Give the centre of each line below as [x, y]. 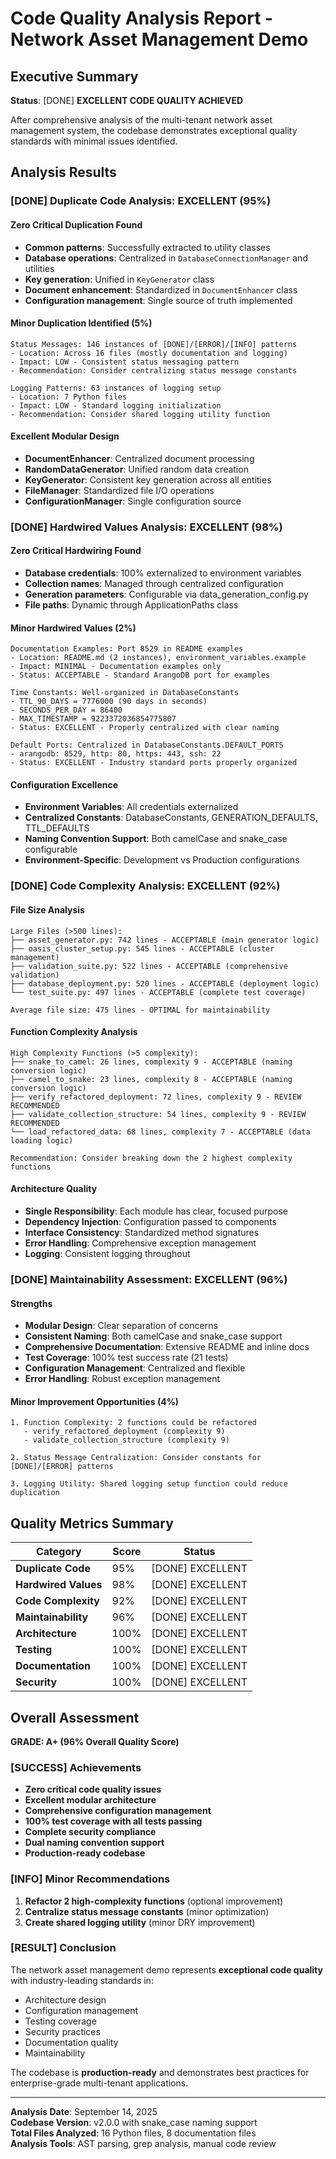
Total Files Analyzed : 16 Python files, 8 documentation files [133, 2133]
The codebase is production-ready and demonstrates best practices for [160, 2072]
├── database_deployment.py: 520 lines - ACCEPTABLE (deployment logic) [165, 983]
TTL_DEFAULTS [57, 828]
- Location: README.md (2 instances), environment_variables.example [158, 658]
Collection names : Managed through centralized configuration [154, 584]
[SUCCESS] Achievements [76, 1767]
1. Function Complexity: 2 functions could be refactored [133, 1423]
